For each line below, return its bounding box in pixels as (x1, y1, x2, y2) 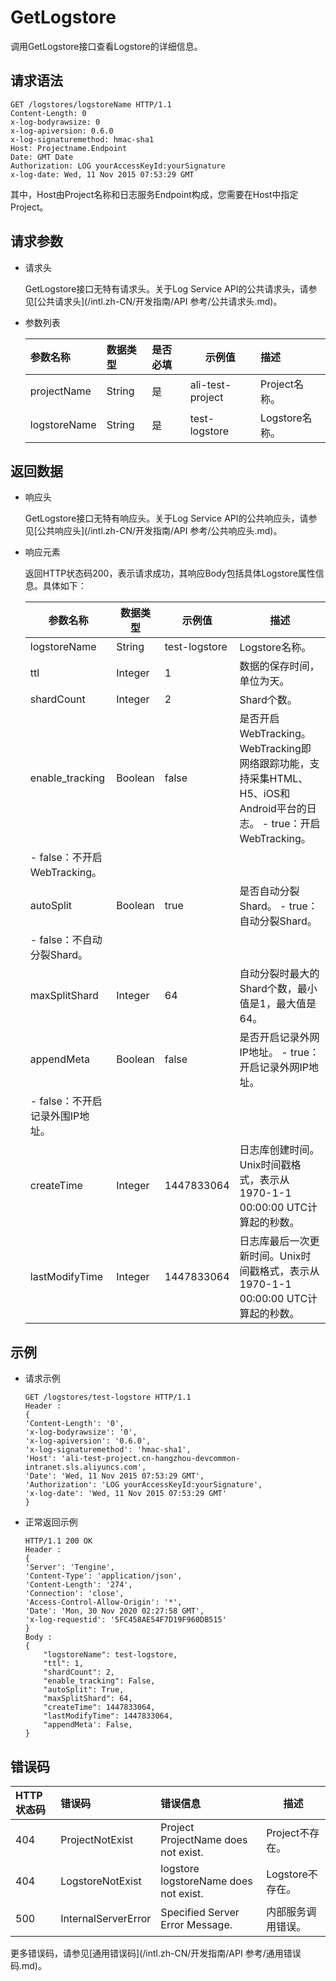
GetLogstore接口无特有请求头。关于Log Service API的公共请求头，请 (24, 282, 309, 295)
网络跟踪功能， (239, 757, 310, 771)
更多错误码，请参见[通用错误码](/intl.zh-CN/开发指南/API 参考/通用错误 (10, 1947, 302, 1959)
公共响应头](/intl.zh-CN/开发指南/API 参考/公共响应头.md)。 (36, 525, 283, 537)
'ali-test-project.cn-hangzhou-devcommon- (61, 1454, 241, 1464)
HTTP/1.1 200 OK (24, 1536, 93, 1546)
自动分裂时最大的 (239, 967, 320, 981)
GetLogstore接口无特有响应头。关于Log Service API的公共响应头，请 (24, 512, 309, 525)
